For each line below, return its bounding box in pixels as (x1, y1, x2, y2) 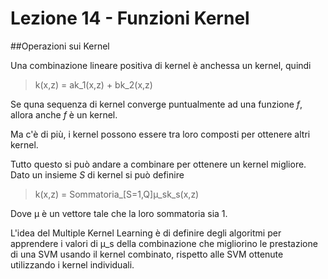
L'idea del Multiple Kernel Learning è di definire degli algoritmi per (10, 227, 282, 239)
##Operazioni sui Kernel (10, 40, 110, 52)
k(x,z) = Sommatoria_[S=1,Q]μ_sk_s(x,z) (34, 188, 200, 200)
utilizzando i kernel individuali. (10, 258, 135, 271)
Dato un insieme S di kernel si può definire (10, 168, 185, 181)
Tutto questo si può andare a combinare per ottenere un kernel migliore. (10, 158, 307, 170)
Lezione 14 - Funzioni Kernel (10, 7, 250, 30)
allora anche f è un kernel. (10, 108, 118, 121)
